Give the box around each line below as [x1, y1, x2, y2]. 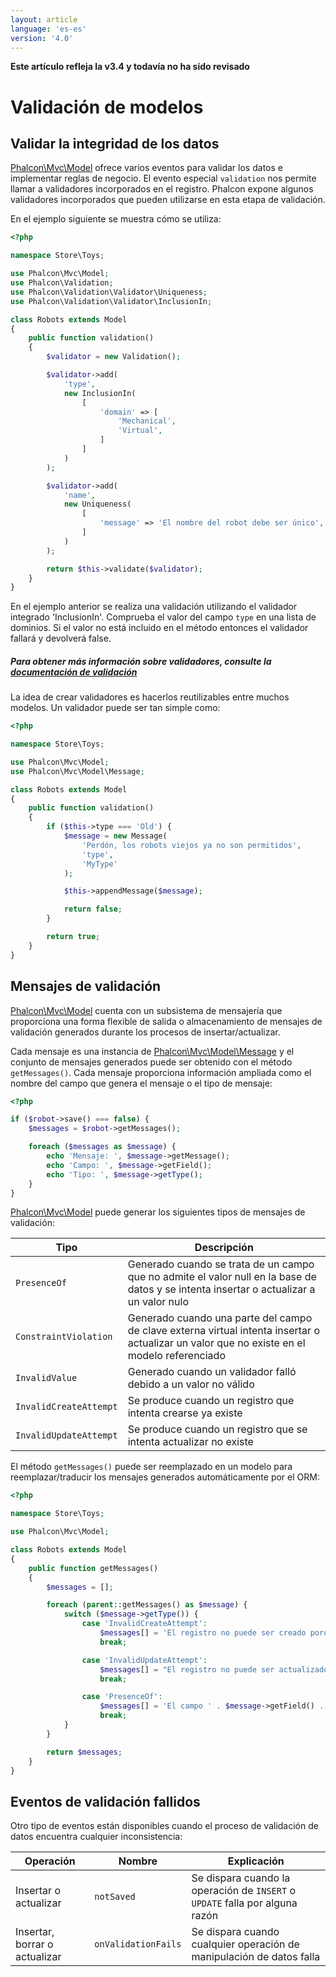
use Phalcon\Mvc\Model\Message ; [10, 766, 145, 776]
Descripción [194, 1241, 254, 1255]
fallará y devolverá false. [10, 632, 112, 645]
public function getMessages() [28, 1563, 159, 1573]
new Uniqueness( [63, 499, 132, 510]
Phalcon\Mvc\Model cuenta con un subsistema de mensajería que [10, 1004, 283, 1016]
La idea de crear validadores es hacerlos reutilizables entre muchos [10, 691, 290, 703]
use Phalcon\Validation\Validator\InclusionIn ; [10, 296, 213, 306]
